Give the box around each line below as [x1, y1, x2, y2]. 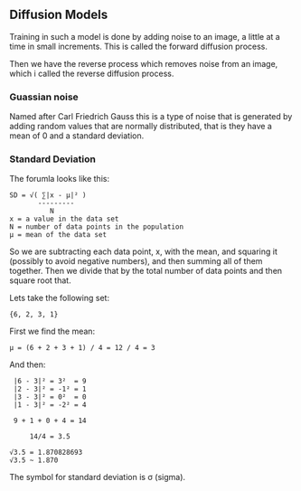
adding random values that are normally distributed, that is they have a [9, 121, 273, 132]
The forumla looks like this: [9, 174, 110, 184]
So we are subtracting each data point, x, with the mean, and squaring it [9, 246, 277, 257]
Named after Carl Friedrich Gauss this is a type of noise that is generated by [9, 111, 293, 122]
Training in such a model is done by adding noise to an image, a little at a [9, 31, 280, 42]
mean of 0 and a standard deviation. [9, 130, 145, 141]
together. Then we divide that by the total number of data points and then [9, 266, 283, 277]
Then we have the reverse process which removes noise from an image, [9, 58, 278, 69]
